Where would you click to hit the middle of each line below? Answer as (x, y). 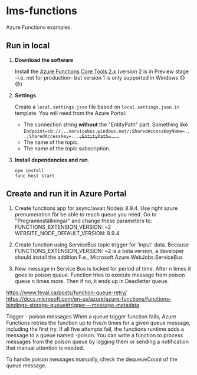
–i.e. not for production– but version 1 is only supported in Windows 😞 (100, 77)
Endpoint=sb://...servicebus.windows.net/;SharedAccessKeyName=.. (107, 131)
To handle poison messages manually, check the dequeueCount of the (92, 359)
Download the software (44, 60)
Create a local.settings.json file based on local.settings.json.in (97, 107)
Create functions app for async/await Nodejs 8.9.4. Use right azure (96, 208)
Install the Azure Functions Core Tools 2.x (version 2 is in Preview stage (102, 71)
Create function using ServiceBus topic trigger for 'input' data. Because (102, 244)
